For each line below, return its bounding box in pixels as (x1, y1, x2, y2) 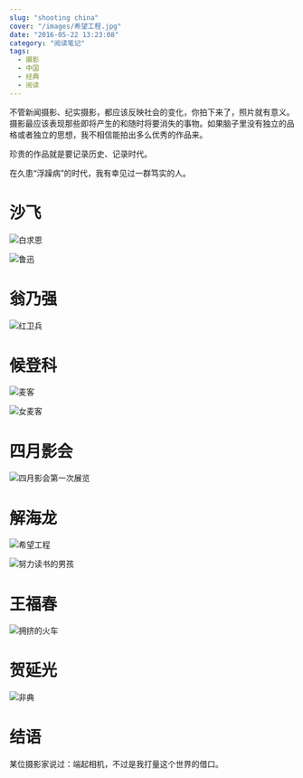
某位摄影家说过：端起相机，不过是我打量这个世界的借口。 (9, 759, 223, 770)
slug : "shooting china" (9, 13, 99, 23)
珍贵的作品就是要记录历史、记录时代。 (9, 148, 152, 159)
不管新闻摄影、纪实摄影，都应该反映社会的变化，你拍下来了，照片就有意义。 (9, 106, 295, 118)
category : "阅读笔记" (9, 38, 86, 48)
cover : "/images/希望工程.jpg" (9, 22, 122, 31)
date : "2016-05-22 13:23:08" (9, 30, 119, 39)
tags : (9, 47, 30, 56)
